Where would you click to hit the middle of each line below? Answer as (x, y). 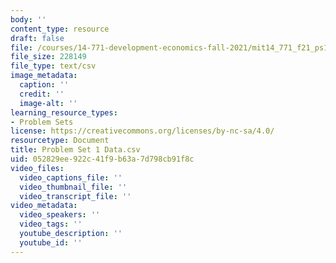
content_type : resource (60, 29)
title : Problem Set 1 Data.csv (75, 150)
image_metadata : (44, 76)
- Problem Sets (42, 122)
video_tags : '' (51, 224)
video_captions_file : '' (71, 177)
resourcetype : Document (60, 141)
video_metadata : (44, 206)
